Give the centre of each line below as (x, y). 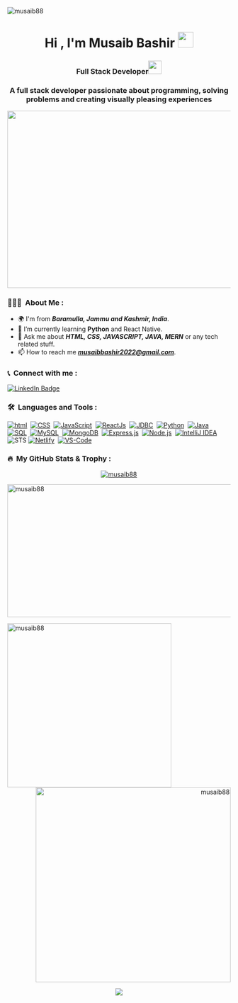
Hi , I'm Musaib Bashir (110, 43)
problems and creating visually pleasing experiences (119, 99)
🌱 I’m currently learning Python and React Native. (90, 329)
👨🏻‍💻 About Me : (35, 303)
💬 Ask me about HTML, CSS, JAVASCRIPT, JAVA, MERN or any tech (118, 336)
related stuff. (36, 344)
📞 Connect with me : (42, 373)
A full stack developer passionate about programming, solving (119, 91)
